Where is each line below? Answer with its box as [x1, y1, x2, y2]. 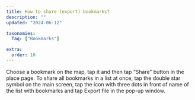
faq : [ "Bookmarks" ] [11, 36, 60, 42]
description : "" [6, 14, 46, 20]
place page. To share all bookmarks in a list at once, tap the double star [6, 75, 181, 82]
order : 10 [11, 52, 36, 58]
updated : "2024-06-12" [6, 20, 62, 25]
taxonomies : [6, 30, 36, 36]
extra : [6, 47, 23, 53]
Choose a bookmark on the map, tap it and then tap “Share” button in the [6, 68, 185, 75]
